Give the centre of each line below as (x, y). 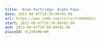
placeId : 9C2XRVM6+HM (27, 32)
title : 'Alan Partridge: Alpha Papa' (43, 9)
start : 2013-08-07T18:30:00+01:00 (40, 23)
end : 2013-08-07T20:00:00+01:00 (38, 28)
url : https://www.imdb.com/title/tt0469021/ (51, 18)
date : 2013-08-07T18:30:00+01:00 (39, 14)
